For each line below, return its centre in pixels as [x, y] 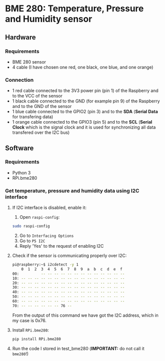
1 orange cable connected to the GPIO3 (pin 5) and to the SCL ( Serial [82, 122]
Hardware [20, 37]
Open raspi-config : [40, 217]
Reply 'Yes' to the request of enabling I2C [62, 246]
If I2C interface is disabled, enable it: [49, 208]
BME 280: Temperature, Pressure [74, 9]
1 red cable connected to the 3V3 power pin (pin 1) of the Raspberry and [85, 91]
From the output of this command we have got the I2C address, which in [85, 315]
